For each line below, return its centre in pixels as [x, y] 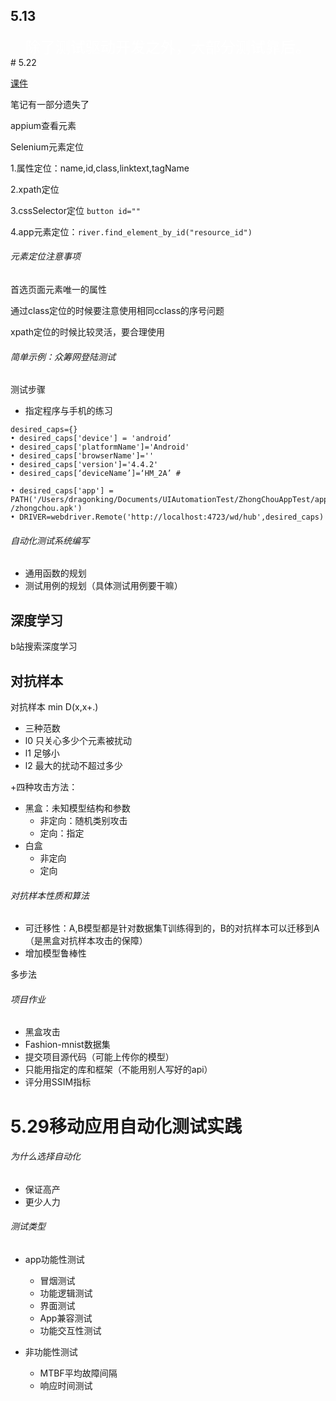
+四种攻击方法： [44, 787]
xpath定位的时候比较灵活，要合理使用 [88, 332]
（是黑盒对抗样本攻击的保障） [86, 941]
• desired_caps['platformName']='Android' [100, 447]
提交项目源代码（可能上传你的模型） [99, 1057]
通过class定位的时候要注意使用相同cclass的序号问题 [117, 311]
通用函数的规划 [55, 573]
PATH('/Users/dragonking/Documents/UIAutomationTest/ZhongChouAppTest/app [169, 500]
